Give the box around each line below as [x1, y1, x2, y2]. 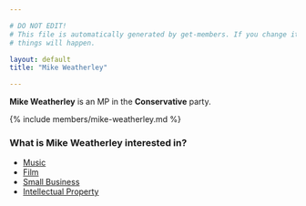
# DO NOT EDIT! [9, 21, 67, 30]
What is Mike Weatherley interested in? [9, 137, 188, 149]
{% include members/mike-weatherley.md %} [9, 114, 182, 125]
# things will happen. [9, 38, 96, 47]
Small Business [22, 177, 80, 188]
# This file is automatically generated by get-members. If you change [9, 29, 287, 39]
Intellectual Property [22, 186, 99, 197]
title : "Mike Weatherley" [9, 63, 107, 73]
